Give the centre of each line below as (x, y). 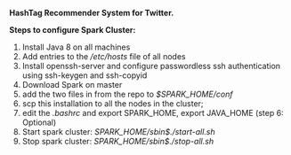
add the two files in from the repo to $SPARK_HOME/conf (127, 94)
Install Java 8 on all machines (76, 47)
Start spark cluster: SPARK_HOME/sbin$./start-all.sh (118, 132)
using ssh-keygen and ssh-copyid (85, 75)
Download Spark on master (72, 85)
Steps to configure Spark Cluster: (73, 30)
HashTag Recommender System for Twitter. (92, 13)
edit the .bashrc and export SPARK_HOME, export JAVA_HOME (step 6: (153, 113)
